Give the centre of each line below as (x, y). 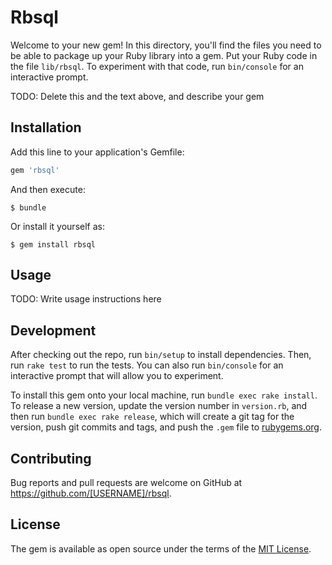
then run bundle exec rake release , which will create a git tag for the (152, 417)
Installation (46, 127)
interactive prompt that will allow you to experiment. (117, 376)
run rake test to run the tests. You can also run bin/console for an (147, 365)
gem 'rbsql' (35, 170)
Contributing (51, 458)
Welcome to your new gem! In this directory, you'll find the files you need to (166, 45)
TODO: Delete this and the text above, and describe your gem (137, 96)
